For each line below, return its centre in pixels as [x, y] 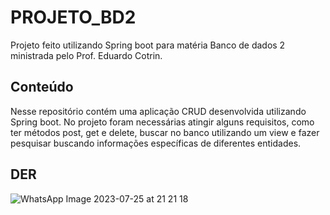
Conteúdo [42, 87]
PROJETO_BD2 [73, 17]
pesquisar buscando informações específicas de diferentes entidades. [156, 143]
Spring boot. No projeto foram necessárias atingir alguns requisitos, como [162, 122]
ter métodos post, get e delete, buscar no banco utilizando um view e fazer [165, 132]
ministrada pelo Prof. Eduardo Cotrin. [86, 55]
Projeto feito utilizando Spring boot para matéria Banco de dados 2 [148, 45]
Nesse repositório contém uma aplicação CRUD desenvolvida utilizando [158, 111]
